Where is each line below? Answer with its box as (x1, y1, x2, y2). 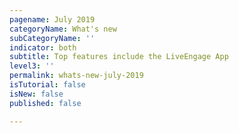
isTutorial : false (9, 80, 86, 90)
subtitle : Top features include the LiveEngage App (9, 52, 229, 62)
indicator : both (9, 42, 77, 53)
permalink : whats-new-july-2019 (9, 71, 144, 81)
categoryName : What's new (9, 24, 117, 34)
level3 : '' (9, 61, 55, 71)
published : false (9, 98, 82, 108)
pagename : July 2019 (9, 14, 96, 25)
